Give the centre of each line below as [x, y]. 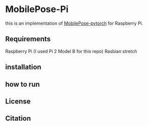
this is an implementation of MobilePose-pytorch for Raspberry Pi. [74, 23]
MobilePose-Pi [37, 9]
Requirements [28, 39]
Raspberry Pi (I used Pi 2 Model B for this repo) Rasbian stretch [71, 51]
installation [23, 67]
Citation [18, 119]
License [18, 101]
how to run [23, 84]
